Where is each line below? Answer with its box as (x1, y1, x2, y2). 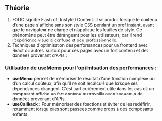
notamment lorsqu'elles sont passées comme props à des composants (12, 106, 153, 112)
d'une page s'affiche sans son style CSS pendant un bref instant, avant (12, 22, 154, 27)
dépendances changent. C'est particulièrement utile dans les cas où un (12, 86, 154, 92)
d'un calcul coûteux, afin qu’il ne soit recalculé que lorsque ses (12, 81, 138, 86)
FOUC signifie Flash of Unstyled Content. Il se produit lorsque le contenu (12, 16, 157, 22)
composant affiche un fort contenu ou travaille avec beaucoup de (12, 91, 143, 97)
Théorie (5, 4, 29, 12)
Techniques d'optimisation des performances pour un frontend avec (12, 42, 148, 48)
